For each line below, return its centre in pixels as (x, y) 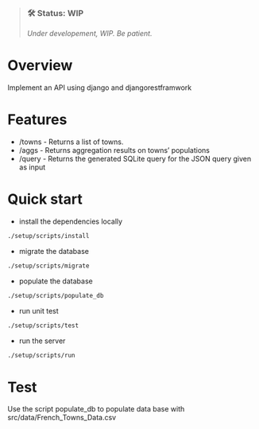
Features (37, 120)
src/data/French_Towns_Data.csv (62, 418)
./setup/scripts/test (43, 326)
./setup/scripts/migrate (48, 266)
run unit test (39, 310)
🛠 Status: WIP (55, 13)
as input (32, 167)
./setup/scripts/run (42, 355)
